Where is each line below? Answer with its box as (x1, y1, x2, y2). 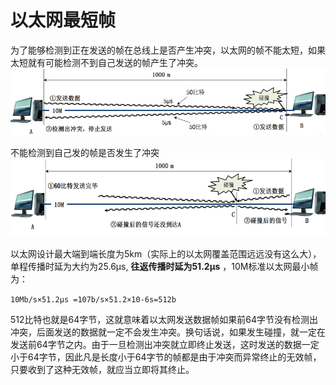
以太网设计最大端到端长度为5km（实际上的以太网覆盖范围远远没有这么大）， (10, 247, 322, 260)
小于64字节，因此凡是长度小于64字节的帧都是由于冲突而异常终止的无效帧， (10, 351, 322, 363)
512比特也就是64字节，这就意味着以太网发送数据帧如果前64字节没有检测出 (10, 313, 318, 325)
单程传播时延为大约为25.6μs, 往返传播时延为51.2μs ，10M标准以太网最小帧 (10, 260, 319, 272)
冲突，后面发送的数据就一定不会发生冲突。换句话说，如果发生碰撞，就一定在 (10, 326, 326, 338)
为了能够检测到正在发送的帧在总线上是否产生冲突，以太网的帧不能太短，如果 (10, 44, 326, 56)
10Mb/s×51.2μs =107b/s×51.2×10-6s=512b (10, 294, 177, 305)
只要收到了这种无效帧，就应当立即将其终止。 (10, 363, 195, 375)
